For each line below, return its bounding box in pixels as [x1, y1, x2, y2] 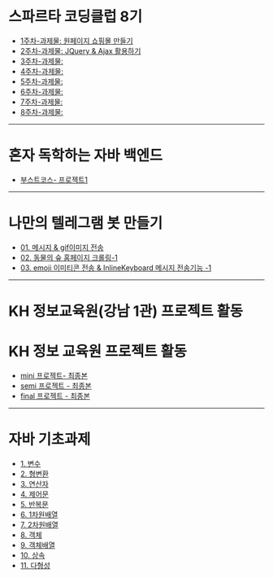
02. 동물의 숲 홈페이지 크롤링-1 [19, 252, 118, 262]
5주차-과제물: [19, 77, 63, 86]
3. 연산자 [19, 479, 49, 488]
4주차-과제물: [19, 66, 63, 76]
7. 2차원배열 [19, 519, 58, 529]
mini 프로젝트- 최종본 [19, 370, 88, 380]
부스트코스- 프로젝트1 [19, 174, 88, 184]
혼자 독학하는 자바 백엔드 [8, 147, 163, 165]
